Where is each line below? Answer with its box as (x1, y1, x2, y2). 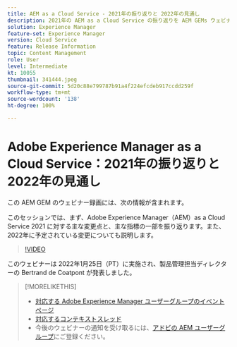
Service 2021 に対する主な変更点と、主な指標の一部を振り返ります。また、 (7, 221, 226, 230)
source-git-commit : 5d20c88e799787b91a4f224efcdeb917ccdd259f (7, 83, 194, 90)
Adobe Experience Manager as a (7, 139, 202, 155)
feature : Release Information (7, 43, 97, 50)
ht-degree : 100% (7, 102, 55, 109)
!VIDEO (24, 245, 46, 253)
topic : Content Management (7, 50, 87, 57)
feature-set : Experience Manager (7, 30, 106, 37)
